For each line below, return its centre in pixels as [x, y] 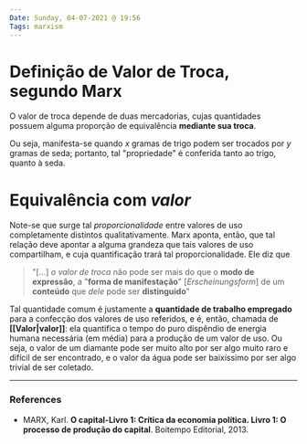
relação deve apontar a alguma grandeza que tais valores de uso [132, 245]
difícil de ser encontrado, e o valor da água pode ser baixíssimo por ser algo [153, 358]
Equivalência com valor [101, 200]
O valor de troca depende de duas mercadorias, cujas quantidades [135, 116]
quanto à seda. [37, 163]
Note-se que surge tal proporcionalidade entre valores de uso [126, 226]
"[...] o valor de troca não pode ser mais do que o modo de [143, 272]
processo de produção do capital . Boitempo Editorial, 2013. [136, 429]
